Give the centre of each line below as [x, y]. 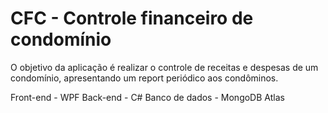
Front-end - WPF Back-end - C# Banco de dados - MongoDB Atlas [147, 97]
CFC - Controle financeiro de [132, 18]
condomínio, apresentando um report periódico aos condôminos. [144, 78]
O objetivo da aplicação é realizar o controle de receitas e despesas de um [164, 67]
